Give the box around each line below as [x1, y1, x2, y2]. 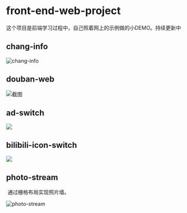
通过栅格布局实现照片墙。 [7, 189, 69, 195]
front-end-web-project [6, 4, 121, 18]
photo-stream [6, 172, 58, 182]
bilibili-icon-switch [6, 140, 78, 150]
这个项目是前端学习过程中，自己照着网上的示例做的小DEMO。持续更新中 [6, 24, 181, 31]
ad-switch [6, 107, 45, 118]
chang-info [6, 42, 48, 52]
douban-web [6, 75, 55, 84]
